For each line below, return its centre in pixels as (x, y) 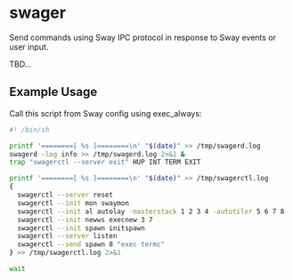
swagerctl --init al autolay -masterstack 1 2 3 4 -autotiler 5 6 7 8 (151, 212)
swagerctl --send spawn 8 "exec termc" (91, 244)
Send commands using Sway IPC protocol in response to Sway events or (143, 37)
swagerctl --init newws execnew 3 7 (85, 220)
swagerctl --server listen (67, 236)
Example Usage (53, 92)
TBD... (20, 64)
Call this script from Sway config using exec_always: (106, 113)
